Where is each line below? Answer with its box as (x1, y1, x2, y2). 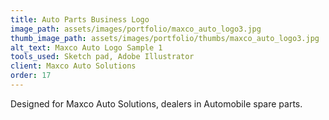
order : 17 (10, 71, 52, 81)
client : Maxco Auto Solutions (10, 61, 137, 71)
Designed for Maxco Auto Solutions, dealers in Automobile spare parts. (10, 97, 303, 110)
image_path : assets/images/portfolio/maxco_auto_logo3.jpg (10, 24, 262, 34)
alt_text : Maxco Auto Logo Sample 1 (10, 42, 163, 53)
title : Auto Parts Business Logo (10, 14, 150, 25)
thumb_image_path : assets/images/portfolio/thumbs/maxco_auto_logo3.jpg (10, 33, 320, 43)
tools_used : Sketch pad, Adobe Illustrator (10, 52, 195, 62)
